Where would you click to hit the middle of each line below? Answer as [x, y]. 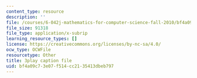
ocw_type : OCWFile [28, 50]
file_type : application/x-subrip [47, 33]
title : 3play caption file [39, 60]
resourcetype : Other [31, 55]
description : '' [26, 17]
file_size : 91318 [27, 28]
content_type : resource [35, 11]
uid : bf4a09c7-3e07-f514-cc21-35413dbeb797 [60, 66]
